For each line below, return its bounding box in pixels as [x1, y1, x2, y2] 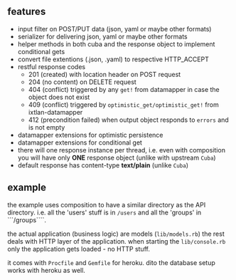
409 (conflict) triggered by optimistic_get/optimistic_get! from [28, 100, 219, 109]
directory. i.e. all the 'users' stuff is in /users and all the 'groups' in [7, 208, 202, 217]
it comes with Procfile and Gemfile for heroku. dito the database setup [7, 258, 215, 266]
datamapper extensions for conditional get [17, 138, 142, 147]
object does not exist [28, 93, 90, 101]
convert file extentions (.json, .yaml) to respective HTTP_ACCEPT [17, 55, 210, 63]
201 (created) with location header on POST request [28, 70, 181, 78]
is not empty [28, 123, 65, 131]
